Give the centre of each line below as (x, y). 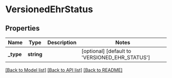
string (35, 54)
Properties (23, 28)
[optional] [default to (106, 51)
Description (62, 43)
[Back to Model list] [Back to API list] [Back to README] (64, 70)
